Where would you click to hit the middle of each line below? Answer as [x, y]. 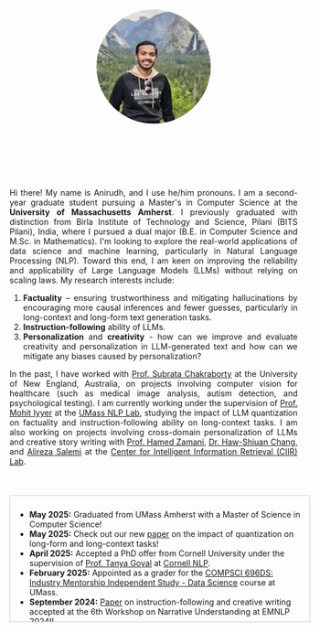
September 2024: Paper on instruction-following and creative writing [160, 602]
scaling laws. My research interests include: [92, 280]
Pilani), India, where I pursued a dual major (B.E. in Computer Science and [154, 231]
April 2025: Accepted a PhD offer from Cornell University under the [157, 553]
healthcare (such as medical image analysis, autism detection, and [154, 393]
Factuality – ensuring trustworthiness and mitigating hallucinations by [160, 298]
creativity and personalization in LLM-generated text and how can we [160, 346]
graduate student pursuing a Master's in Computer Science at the [164, 202]
